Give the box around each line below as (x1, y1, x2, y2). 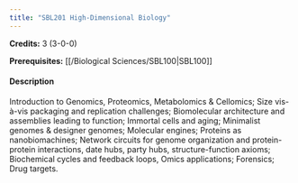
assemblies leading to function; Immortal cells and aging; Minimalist (9, 114, 261, 126)
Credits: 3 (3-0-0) (9, 38, 78, 49)
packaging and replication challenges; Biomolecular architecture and (30, 105, 285, 116)
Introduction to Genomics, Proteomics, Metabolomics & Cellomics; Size (9, 96, 273, 106)
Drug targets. (9, 163, 59, 174)
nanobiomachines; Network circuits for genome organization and (9, 134, 250, 145)
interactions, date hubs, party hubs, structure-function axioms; (37, 143, 271, 154)
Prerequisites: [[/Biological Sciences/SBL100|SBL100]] (9, 55, 213, 66)
